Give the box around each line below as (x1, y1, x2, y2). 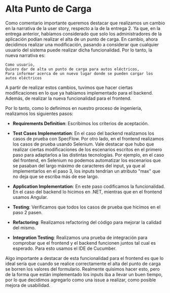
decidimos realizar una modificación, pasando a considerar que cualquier (5, 41, 159, 47)
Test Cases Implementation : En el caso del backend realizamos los (12, 130, 155, 136)
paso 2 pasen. (12, 209, 43, 215)
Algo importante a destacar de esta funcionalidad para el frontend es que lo (5, 255, 164, 261)
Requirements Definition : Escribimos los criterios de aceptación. (12, 120, 149, 126)
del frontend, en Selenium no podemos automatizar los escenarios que (12, 157, 161, 163)
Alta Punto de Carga (5, 3, 92, 15)
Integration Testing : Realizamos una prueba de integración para (12, 235, 148, 241)
